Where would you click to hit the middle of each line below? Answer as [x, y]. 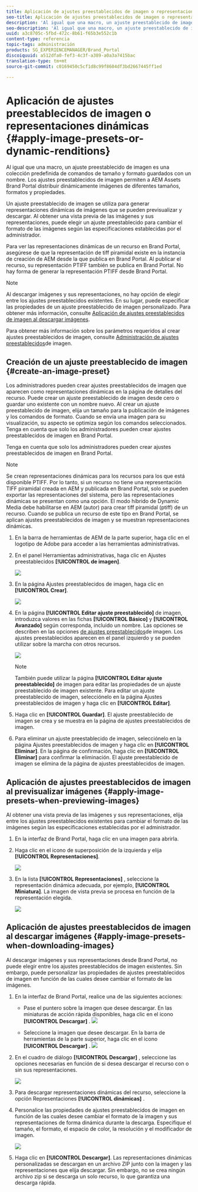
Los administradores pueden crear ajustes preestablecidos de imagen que [96, 385]
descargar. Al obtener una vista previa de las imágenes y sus [80, 216]
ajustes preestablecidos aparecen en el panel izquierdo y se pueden [98, 638]
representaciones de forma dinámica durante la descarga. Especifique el [103, 1122]
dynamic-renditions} [58, 151]
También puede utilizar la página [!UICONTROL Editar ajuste [88, 678]
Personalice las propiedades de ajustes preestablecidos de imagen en [100, 1110]
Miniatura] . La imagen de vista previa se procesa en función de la [95, 891]
